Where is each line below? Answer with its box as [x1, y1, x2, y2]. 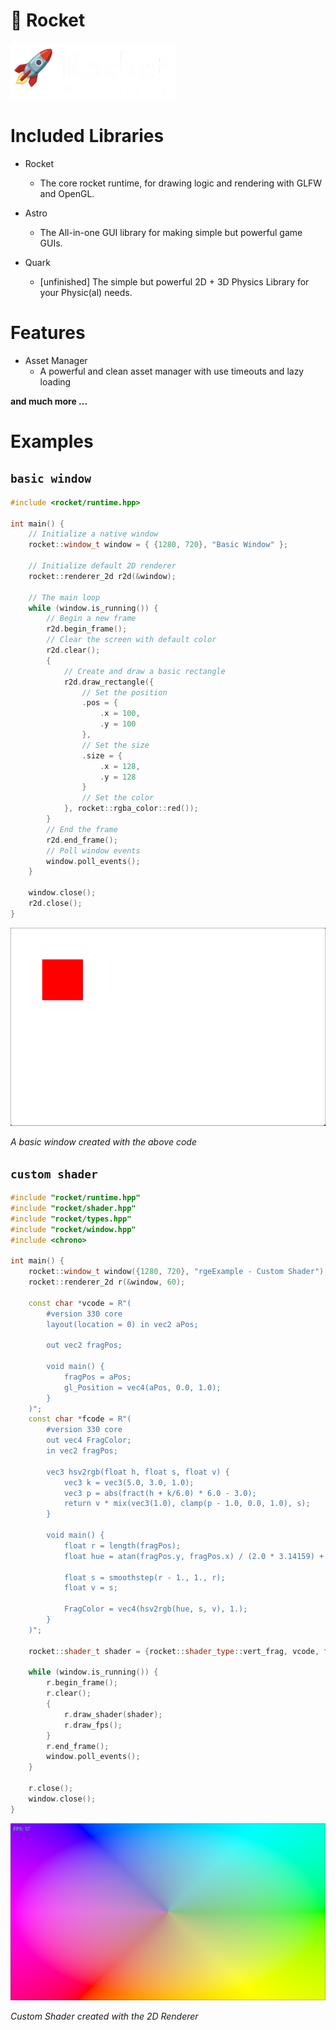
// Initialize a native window [28, 529, 159, 539]
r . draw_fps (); [63, 1720, 123, 1730]
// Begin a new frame [46, 614, 137, 624]
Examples [10, 430, 94, 453]
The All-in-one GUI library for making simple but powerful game [39, 226, 303, 238]
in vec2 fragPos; [46, 1446, 118, 1456]
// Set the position [81, 687, 168, 698]
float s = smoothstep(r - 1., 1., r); [63, 1572, 226, 1583]
